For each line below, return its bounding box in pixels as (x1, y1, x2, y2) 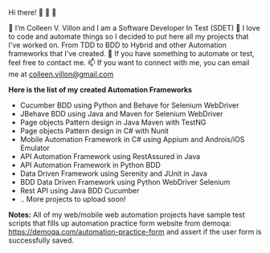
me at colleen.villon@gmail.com (8, 69, 114, 79)
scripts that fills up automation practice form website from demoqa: (8, 218, 231, 228)
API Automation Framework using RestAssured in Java (19, 152, 201, 161)
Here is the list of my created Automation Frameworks (8, 85, 193, 94)
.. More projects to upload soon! (19, 194, 126, 204)
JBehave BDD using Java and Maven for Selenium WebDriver (19, 109, 223, 118)
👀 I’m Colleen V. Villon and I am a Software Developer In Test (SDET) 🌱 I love (8, 23, 260, 32)
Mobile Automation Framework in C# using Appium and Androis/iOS (19, 135, 245, 144)
